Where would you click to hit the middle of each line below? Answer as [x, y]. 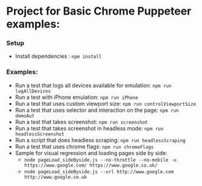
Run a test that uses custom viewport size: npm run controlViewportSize [106, 103]
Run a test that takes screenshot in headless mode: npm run [89, 128]
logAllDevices [33, 91]
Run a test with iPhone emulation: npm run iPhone [76, 97]
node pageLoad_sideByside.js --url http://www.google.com [99, 171]
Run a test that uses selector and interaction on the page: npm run [97, 110]
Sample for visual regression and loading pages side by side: [91, 153]
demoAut [25, 116]
